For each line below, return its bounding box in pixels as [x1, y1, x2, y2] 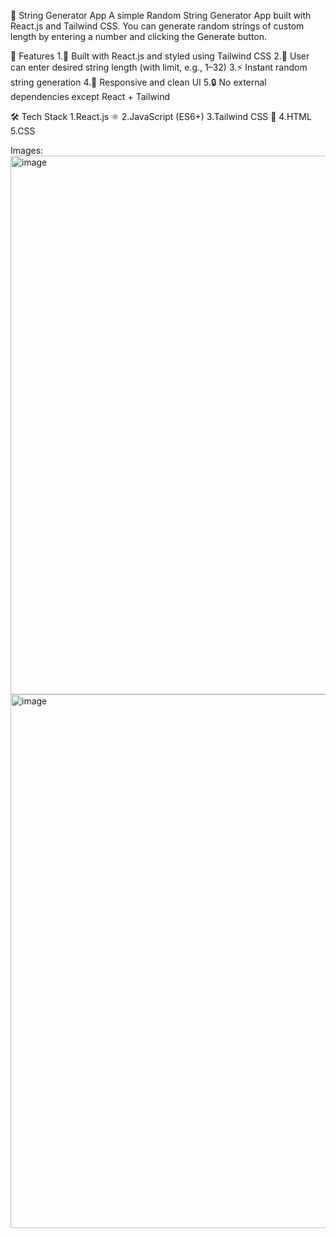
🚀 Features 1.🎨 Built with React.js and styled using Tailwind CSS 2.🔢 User [10, 50, 310, 62]
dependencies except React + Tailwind [10, 91, 171, 102]
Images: [10, 145, 44, 156]
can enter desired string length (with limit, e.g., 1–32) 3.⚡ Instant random [10, 61, 308, 73]
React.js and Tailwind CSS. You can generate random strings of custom [10, 20, 305, 32]
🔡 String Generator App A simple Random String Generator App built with [10, 10, 312, 21]
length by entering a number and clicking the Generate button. [10, 31, 268, 42]
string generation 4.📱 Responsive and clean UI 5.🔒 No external [10, 76, 267, 88]
